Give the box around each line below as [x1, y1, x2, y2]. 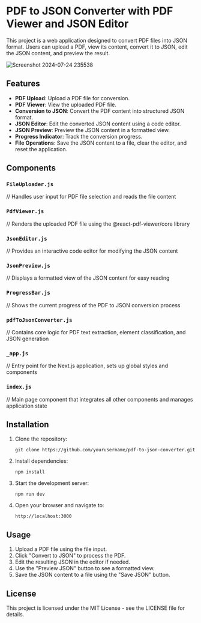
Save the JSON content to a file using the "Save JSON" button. [14, 571, 170, 579]
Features [6, 79, 40, 89]
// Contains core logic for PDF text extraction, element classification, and [6, 328, 186, 336]
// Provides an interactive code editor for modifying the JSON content [6, 247, 178, 254]
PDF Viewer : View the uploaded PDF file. [14, 101, 117, 108]
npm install [14, 469, 45, 475]
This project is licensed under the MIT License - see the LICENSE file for [6, 604, 185, 612]
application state [6, 402, 47, 409]
